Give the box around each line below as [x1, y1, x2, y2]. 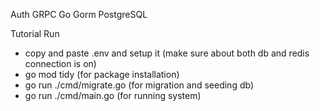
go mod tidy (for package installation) [24, 69, 180, 80]
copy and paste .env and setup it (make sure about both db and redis [24, 47, 310, 59]
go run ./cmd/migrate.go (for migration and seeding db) [24, 79, 254, 91]
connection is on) [24, 58, 97, 69]
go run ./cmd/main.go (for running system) [24, 90, 202, 101]
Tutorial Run [10, 28, 60, 39]
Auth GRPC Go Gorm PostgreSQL [10, 9, 148, 20]
